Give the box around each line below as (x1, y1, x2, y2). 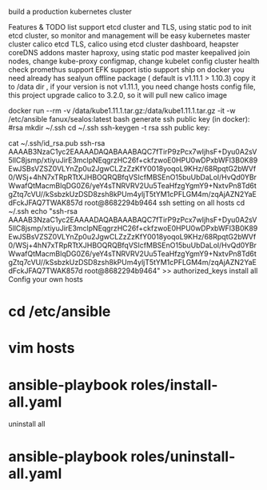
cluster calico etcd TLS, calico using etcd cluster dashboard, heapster (8, 39, 239, 49)
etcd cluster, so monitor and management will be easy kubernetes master (8, 31, 250, 40)
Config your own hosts (8, 275, 84, 283)
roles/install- (130, 376, 218, 394)
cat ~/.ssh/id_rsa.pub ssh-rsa (8, 139, 106, 147)
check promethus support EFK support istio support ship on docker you (8, 65, 245, 74)
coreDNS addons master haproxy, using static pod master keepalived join (8, 48, 250, 57)
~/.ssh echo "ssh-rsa (8, 207, 78, 215)
